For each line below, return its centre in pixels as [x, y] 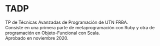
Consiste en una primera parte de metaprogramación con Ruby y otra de [80, 27]
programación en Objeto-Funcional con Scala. [52, 33]
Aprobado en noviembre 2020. [37, 38]
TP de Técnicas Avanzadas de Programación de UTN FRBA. [67, 22]
